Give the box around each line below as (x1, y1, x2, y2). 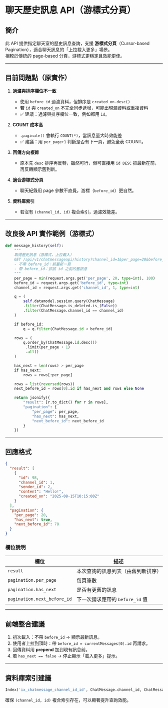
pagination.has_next (7, 587, 56, 593)
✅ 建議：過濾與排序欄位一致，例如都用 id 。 (19, 111, 110, 117)
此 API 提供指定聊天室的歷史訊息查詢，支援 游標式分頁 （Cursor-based (5, 41, 150, 46)
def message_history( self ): (5, 243, 64, 248)
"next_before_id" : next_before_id (31, 418, 104, 423)
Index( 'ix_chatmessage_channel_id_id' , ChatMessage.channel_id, (5, 687, 142, 692)
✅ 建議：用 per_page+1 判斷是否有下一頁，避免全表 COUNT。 (19, 138, 146, 144)
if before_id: (14, 322, 43, 327)
